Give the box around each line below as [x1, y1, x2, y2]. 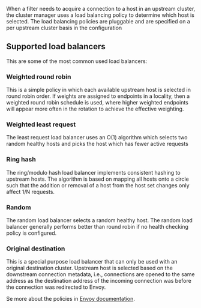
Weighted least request [6, 120, 76, 128]
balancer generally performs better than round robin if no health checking [6, 223, 189, 230]
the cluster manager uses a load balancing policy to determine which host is [6, 11, 195, 19]
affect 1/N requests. [6, 188, 55, 195]
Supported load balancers [6, 41, 106, 52]
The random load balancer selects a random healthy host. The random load [6, 217, 193, 224]
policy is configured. [6, 229, 57, 237]
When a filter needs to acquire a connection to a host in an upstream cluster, [6, 5, 196, 12]
